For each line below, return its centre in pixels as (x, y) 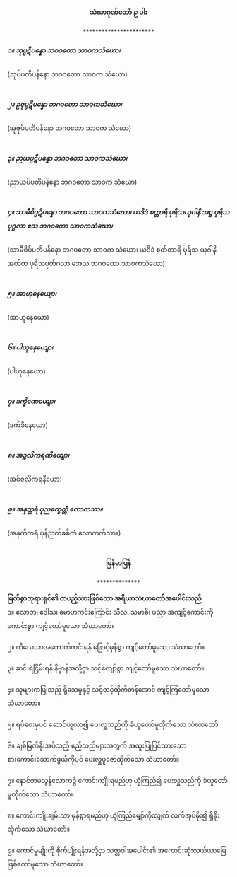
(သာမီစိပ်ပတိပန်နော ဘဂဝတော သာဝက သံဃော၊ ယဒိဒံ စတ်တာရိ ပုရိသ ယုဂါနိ (112, 250)
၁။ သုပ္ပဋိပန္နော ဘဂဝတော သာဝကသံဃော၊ (64, 50)
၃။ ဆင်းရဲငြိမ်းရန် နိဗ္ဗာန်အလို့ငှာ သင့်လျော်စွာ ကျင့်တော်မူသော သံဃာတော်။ (106, 668)
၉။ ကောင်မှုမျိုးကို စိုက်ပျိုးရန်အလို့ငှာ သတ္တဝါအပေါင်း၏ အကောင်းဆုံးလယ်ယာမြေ (117, 850)
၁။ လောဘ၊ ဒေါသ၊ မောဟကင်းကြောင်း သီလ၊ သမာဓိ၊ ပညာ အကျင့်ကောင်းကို (110, 612)
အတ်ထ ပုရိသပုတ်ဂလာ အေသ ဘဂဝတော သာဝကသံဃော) (86, 263)
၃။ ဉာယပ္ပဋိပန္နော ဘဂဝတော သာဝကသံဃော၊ (67, 158)
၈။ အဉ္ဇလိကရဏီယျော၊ (38, 455)
